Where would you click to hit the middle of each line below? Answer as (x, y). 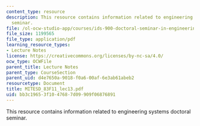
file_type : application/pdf (41, 39)
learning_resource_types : (38, 45)
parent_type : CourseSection (41, 73)
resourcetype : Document (36, 84)
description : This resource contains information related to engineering (100, 17)
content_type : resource (36, 12)
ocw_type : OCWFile (29, 61)
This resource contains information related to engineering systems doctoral (99, 111)
